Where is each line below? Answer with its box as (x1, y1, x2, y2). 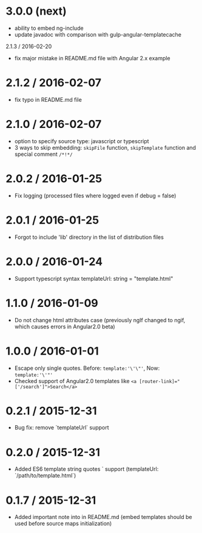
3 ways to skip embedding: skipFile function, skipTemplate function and (14, 144, 197, 151)
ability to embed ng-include (14, 24, 84, 32)
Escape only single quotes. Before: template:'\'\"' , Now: (14, 364, 160, 372)
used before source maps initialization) (14, 520, 112, 528)
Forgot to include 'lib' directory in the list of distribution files (14, 233, 164, 241)
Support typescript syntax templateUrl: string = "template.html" (14, 275, 173, 282)
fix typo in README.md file (14, 96, 82, 103)
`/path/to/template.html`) (14, 472, 76, 479)
